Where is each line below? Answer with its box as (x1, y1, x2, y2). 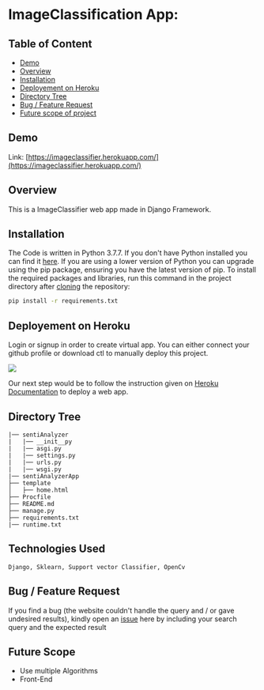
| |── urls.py (8, 458, 62, 466)
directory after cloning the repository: (8, 282, 130, 292)
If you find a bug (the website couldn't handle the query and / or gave (8, 605, 235, 615)
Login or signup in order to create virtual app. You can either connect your (8, 340, 250, 349)
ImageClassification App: (8, 6, 179, 24)
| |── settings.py (8, 451, 77, 459)
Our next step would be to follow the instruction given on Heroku (8, 379, 219, 388)
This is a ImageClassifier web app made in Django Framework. (8, 204, 212, 214)
